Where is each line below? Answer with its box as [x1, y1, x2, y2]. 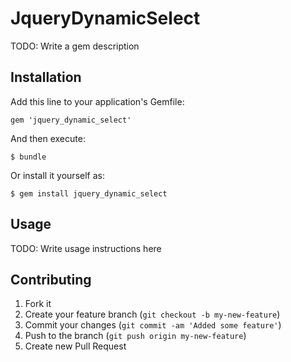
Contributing [10, 271, 92, 288]
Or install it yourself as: [10, 169, 105, 181]
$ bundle [10, 152, 47, 162]
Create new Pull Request [24, 340, 127, 352]
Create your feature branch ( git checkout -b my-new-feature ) [24, 308, 281, 321]
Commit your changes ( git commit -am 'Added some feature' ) [24, 319, 282, 331]
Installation [10, 69, 82, 86]
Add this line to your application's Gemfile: [10, 95, 185, 107]
